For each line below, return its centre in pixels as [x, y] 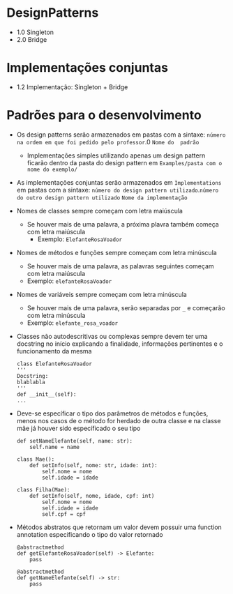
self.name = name [54, 447]
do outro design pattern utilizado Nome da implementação [102, 198]
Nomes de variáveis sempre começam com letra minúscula [102, 294]
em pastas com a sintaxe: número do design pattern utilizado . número [118, 190]
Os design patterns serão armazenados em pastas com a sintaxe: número [121, 135]
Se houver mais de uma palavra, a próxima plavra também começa [123, 224]
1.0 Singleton [35, 32]
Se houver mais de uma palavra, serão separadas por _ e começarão [126, 307]
